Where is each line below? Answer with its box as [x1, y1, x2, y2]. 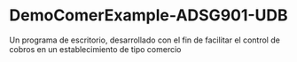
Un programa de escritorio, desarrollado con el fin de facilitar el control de [9, 35, 281, 45]
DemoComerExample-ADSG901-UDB [9, 5, 288, 26]
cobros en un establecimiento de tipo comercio [9, 43, 182, 54]
